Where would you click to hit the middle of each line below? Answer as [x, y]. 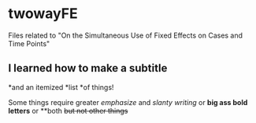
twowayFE [43, 14]
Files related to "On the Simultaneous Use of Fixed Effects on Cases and [125, 35]
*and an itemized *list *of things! [61, 87]
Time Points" [29, 43]
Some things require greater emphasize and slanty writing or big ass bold [128, 102]
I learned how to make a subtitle [88, 69]
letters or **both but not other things [68, 110]
